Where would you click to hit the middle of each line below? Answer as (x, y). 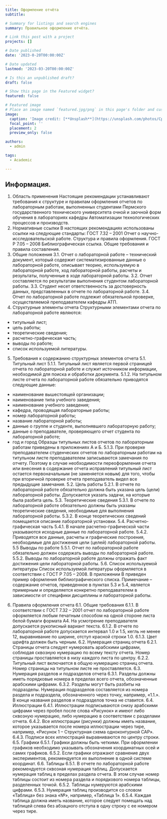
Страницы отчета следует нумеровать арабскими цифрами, (77, 647)
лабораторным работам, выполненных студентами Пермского (79, 207)
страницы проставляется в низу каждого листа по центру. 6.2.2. (81, 658)
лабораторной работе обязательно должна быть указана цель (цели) (86, 490)
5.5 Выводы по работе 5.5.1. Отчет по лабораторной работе (75, 548)
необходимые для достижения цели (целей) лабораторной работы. (84, 542)
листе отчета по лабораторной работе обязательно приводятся (80, 380)
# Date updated (21, 64)
